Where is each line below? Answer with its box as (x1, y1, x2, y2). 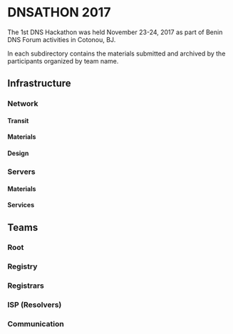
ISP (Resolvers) (7, 300, 62, 310)
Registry (7, 261, 38, 271)
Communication (7, 319, 64, 329)
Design (7, 149, 29, 157)
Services (7, 201, 35, 209)
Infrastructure (7, 78, 71, 90)
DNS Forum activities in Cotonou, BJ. (7, 35, 116, 43)
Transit (7, 116, 29, 125)
